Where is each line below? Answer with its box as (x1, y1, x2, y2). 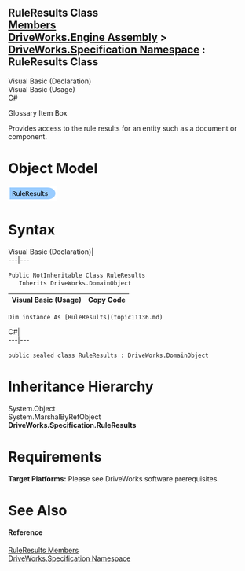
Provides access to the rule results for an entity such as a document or (8, 123, 237, 133)
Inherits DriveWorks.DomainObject (18, 279, 132, 287)
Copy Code (87, 295, 126, 305)
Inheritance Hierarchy (8, 378, 154, 396)
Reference (8, 528, 43, 537)
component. (8, 131, 47, 141)
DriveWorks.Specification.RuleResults (8, 420, 137, 429)
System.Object (8, 403, 56, 413)
